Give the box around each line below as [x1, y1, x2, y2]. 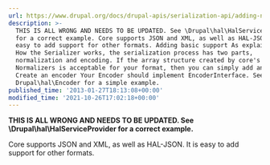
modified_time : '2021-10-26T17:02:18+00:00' [8, 94, 160, 102]
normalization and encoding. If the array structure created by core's [15, 57, 261, 65]
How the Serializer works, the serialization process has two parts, [15, 49, 253, 57]
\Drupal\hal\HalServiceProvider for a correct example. [8, 124, 194, 134]
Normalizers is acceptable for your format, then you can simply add [15, 64, 253, 72]
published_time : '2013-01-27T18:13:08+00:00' [8, 86, 163, 95]
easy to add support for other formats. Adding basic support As [15, 42, 239, 50]
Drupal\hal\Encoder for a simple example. [15, 78, 160, 87]
